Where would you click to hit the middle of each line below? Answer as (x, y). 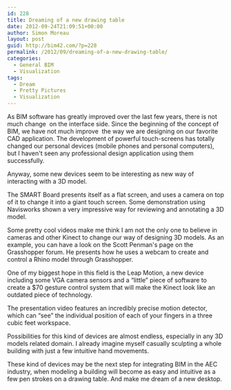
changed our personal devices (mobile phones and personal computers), (111, 146)
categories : (24, 59)
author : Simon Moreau (38, 33)
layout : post (26, 39)
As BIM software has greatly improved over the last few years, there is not (112, 117)
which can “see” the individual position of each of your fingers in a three (110, 315)
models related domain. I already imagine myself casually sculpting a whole (114, 343)
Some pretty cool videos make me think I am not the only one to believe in (112, 230)
